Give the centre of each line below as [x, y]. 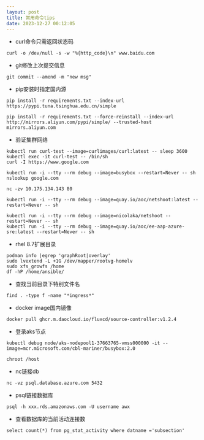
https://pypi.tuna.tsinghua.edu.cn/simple [61, 106]
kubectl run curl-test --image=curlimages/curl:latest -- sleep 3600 [97, 152]
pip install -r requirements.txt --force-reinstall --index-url [90, 117]
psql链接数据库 [34, 395]
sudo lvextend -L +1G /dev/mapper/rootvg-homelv [70, 261]
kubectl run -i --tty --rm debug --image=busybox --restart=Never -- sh [101, 173]
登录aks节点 [30, 331]
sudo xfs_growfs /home [35, 267]
